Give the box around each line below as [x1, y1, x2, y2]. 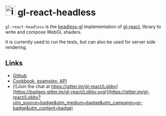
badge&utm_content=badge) [12, 105, 73, 111]
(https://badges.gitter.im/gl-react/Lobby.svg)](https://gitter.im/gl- [12, 89, 150, 95]
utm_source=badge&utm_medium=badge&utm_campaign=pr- [12, 99, 143, 105]
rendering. [5, 44, 27, 50]
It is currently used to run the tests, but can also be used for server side [5, 39, 156, 45]
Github [12, 72, 27, 78]
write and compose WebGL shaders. [5, 28, 82, 35]
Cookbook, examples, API [12, 78, 67, 84]
